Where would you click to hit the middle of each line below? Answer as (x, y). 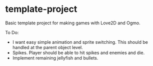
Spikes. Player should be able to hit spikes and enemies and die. (78, 53)
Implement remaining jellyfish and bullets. (55, 58)
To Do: (12, 32)
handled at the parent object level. (48, 47)
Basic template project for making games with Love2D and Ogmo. (73, 23)
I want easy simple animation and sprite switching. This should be (80, 42)
